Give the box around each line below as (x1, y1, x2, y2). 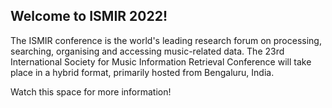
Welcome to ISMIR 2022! (10, 8, 168, 25)
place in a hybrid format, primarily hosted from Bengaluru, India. (10, 66, 275, 78)
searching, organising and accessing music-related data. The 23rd (10, 45, 285, 57)
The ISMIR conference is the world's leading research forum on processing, (10, 34, 322, 46)
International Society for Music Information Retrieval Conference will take (10, 55, 312, 68)
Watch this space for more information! (10, 85, 172, 98)
